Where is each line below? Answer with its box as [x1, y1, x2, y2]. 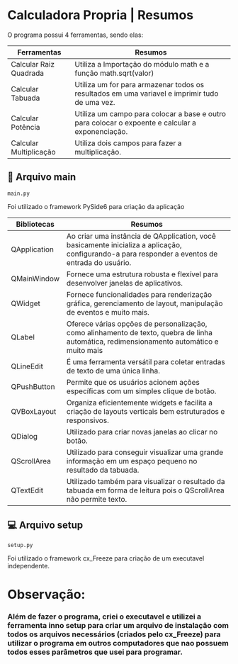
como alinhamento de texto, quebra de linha [66, 327, 213, 337]
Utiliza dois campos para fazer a [74, 138, 182, 148]
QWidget [11, 298, 41, 308]
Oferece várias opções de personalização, [66, 319, 208, 329]
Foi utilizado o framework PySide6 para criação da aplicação [7, 202, 185, 210]
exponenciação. [74, 126, 128, 136]
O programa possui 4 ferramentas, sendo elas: [7, 30, 144, 39]
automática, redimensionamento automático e [66, 337, 219, 347]
